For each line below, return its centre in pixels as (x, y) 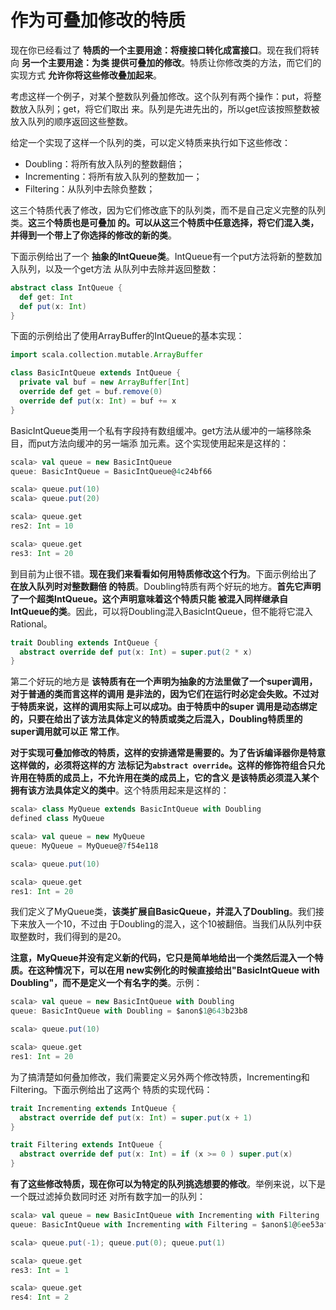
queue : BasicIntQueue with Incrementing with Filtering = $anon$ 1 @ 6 (156, 1224)
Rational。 (31, 623)
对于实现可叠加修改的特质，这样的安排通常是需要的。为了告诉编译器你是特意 (168, 753)
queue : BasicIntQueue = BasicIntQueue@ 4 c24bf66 (111, 471)
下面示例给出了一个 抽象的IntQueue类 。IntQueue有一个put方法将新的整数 (162, 256)
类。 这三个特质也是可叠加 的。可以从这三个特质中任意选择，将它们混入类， (165, 222)
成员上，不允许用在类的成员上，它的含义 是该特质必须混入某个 (191, 778)
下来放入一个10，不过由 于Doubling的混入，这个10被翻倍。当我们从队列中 (161, 924)
